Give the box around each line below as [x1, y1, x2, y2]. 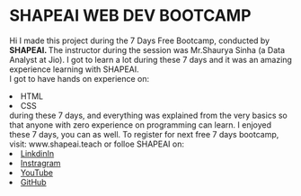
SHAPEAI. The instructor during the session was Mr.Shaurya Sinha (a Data [9, 44, 286, 55]
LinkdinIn [21, 147, 55, 158]
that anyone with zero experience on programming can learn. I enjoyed [9, 119, 272, 130]
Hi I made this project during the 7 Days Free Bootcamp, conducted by [9, 35, 270, 46]
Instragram [21, 157, 61, 168]
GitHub [21, 176, 47, 187]
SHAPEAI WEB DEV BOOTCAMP [9, 5, 252, 26]
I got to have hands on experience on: [9, 73, 150, 84]
